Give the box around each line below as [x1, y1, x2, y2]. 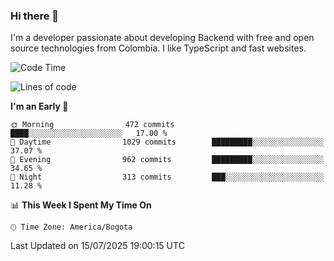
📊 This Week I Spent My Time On [10, 199, 152, 211]
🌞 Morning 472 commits [10, 120, 175, 130]
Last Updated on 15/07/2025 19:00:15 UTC [10, 240, 185, 252]
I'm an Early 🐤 [10, 100, 69, 113]
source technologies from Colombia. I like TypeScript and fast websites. [10, 42, 307, 54]
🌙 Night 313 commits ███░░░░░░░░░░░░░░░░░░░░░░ [10, 172, 325, 183]
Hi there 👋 [10, 9, 60, 23]
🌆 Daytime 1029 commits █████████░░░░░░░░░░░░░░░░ [10, 137, 325, 148]
